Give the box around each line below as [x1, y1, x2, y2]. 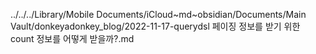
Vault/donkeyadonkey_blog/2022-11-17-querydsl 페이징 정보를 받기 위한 [10, 20, 301, 32]
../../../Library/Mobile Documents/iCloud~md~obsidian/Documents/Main [10, 9, 307, 20]
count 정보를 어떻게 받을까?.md [10, 33, 135, 44]
